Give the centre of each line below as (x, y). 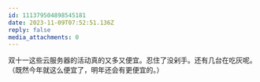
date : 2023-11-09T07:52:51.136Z (61, 23)
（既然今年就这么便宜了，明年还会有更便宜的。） (86, 70)
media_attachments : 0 (44, 37)
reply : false (30, 30)
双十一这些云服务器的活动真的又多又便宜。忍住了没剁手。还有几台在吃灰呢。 (132, 60)
